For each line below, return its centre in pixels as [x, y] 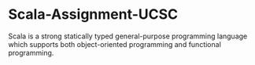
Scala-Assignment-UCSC [93, 14]
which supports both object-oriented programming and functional [115, 44]
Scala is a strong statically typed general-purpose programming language [128, 36]
